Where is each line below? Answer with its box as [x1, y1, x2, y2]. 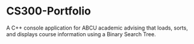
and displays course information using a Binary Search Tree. [6, 30, 156, 37]
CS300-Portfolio [6, 4, 92, 18]
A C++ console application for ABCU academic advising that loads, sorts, [6, 24, 188, 31]
